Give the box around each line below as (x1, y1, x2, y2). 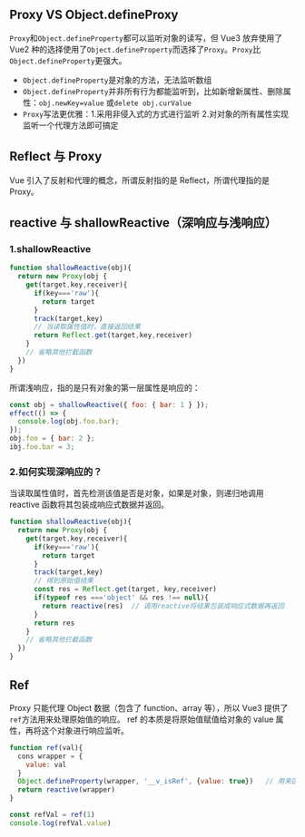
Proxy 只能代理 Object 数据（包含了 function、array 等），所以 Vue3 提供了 (9, 702, 289, 713)
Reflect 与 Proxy (9, 149, 103, 164)
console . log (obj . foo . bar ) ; (17, 417, 120, 426)
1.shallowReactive (9, 242, 92, 255)
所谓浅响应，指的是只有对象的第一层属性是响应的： (9, 382, 201, 393)
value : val (25, 760, 67, 769)
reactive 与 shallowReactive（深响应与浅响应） (9, 215, 278, 230)
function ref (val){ (9, 743, 84, 752)
